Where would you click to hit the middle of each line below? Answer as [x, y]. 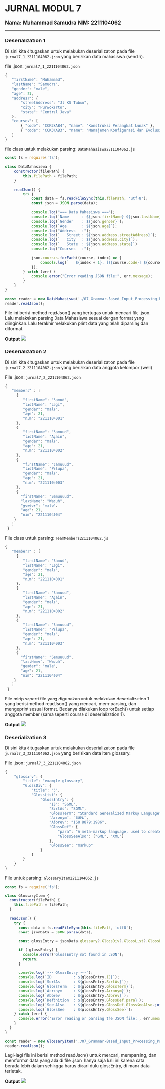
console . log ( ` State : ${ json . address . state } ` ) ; [85, 244]
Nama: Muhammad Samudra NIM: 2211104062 [63, 23]
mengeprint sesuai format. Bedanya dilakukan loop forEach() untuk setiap [80, 709]
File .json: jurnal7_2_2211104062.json [43, 377]
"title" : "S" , [46, 790]
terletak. [14, 1071]
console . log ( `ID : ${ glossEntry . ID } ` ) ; [69, 977]
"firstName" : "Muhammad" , [38, 80]
